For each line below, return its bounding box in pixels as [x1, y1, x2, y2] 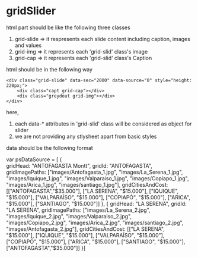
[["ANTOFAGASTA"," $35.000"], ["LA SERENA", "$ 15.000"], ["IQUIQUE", [6, 187, 179, 195]
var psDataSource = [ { [6, 156, 62, 163]
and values [14, 42, 42, 49]
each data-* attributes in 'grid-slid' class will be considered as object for [14, 120, 192, 127]
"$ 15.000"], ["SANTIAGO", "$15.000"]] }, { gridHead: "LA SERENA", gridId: [6, 200, 187, 207]
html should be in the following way [6, 65, 93, 73]
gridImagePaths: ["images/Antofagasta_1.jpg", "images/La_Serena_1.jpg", [6, 168, 183, 175]
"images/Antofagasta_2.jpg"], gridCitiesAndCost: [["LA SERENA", [6, 225, 165, 233]
